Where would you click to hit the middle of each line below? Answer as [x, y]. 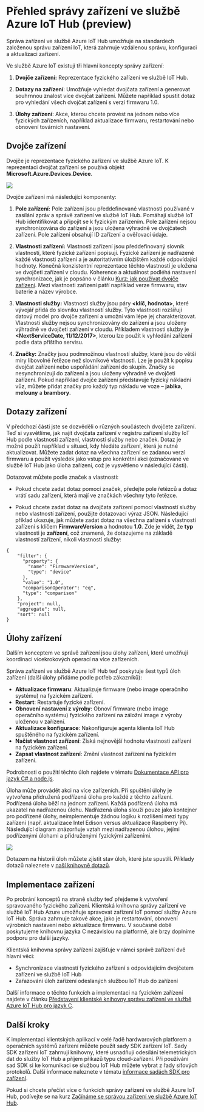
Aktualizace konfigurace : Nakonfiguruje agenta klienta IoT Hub [95, 728]
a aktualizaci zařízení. [33, 54]
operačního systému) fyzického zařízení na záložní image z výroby [98, 715]
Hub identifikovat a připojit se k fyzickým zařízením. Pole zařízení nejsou [106, 221]
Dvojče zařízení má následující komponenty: [61, 196]
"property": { [40, 561]
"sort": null [34, 614]
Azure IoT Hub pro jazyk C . [40, 1006]
